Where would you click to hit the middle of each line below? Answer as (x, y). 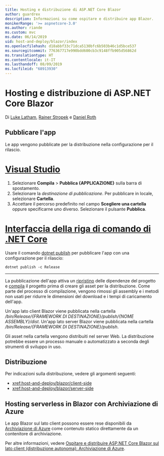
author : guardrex (23, 14)
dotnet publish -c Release (32, 267)
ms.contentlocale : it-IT (30, 60)
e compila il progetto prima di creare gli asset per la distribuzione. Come (78, 286)
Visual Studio (33, 169)
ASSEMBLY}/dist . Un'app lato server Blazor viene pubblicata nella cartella (79, 321)
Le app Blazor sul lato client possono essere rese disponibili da (68, 423)
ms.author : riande (24, 28)
